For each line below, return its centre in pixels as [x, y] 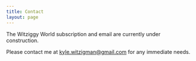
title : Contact [25, 12]
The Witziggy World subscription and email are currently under [83, 34]
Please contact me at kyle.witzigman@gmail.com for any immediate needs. [98, 52]
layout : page [22, 17]
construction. [22, 40]
